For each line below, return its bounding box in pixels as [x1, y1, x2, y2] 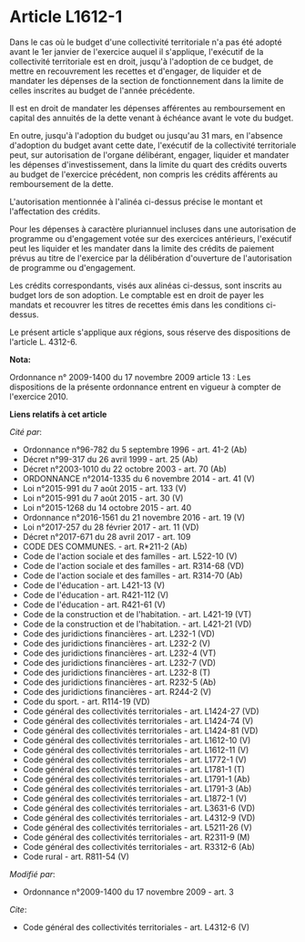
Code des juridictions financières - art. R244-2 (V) [22, 686, 212, 697]
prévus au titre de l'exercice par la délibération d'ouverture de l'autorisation [9, 253, 292, 264]
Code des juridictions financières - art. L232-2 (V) [22, 637, 211, 648]
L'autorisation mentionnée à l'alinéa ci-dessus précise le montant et [9, 196, 263, 207]
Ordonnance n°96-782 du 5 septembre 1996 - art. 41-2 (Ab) [22, 444, 248, 455]
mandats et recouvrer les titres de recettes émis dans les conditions [9, 299, 264, 310]
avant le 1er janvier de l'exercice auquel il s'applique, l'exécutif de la [9, 46, 264, 57]
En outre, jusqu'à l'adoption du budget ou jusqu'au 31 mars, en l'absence [9, 129, 284, 140]
